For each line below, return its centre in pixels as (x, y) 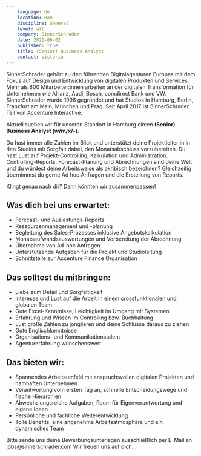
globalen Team (34, 305)
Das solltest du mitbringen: (58, 277)
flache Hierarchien (38, 396)
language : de (34, 12)
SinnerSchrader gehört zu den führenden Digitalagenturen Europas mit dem (101, 74)
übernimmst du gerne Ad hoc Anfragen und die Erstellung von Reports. (95, 174)
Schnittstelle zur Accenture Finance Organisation (76, 258)
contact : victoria (40, 57)
